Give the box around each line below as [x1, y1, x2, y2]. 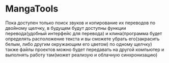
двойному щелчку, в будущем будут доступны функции [5, 25, 126, 31]
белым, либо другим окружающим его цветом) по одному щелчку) [5, 41, 152, 47]
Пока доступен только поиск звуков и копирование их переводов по [5, 20, 156, 26]
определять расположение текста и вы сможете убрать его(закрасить [5, 36, 160, 42]
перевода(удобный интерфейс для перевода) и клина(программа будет [5, 30, 162, 36]
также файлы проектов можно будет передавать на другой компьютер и [5, 46, 164, 52]
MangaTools [5, 3, 59, 15]
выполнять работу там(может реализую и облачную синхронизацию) [5, 51, 158, 58]
